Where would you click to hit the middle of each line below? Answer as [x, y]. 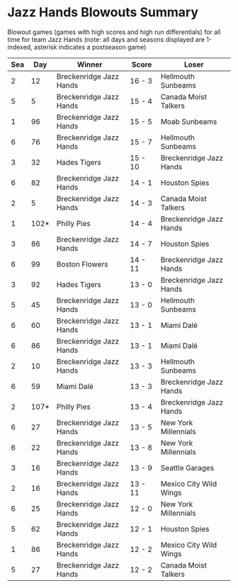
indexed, [20, 47]
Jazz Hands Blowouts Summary [103, 12]
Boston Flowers [82, 264]
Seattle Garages [187, 468]
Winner [90, 64]
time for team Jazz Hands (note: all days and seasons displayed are [106, 39]
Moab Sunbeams [189, 121]
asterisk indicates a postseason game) [90, 47]
